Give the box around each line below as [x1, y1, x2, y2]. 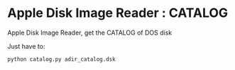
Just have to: [7, 42, 45, 50]
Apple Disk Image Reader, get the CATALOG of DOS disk [7, 28, 173, 37]
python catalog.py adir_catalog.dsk [7, 55, 116, 63]
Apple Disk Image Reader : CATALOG [7, 5, 229, 21]
